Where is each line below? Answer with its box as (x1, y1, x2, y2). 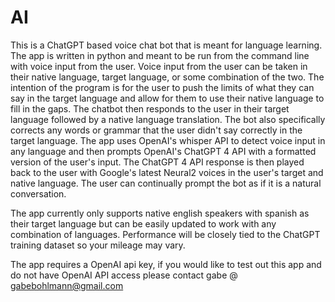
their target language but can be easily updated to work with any (10, 217, 277, 230)
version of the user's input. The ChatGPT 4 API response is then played (10, 156, 305, 168)
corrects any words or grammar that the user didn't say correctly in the (10, 124, 303, 136)
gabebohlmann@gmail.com (10, 279, 124, 291)
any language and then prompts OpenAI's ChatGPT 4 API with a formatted (10, 145, 317, 157)
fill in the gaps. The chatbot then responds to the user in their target (10, 102, 290, 115)
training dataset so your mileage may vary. (10, 239, 186, 251)
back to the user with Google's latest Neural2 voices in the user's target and (10, 166, 324, 178)
